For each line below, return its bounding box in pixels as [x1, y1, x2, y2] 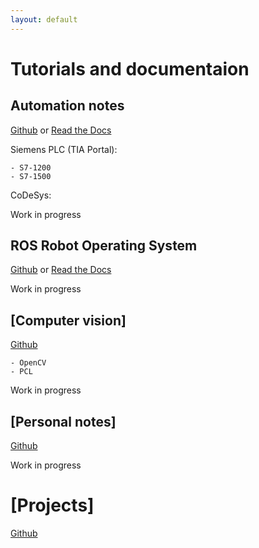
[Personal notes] [10, 413, 117, 430]
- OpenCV [10, 358, 47, 368]
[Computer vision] [10, 312, 127, 329]
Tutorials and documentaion [10, 57, 250, 80]
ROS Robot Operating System [10, 237, 198, 255]
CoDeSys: [10, 189, 52, 201]
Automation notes [10, 97, 125, 115]
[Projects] [10, 494, 95, 517]
